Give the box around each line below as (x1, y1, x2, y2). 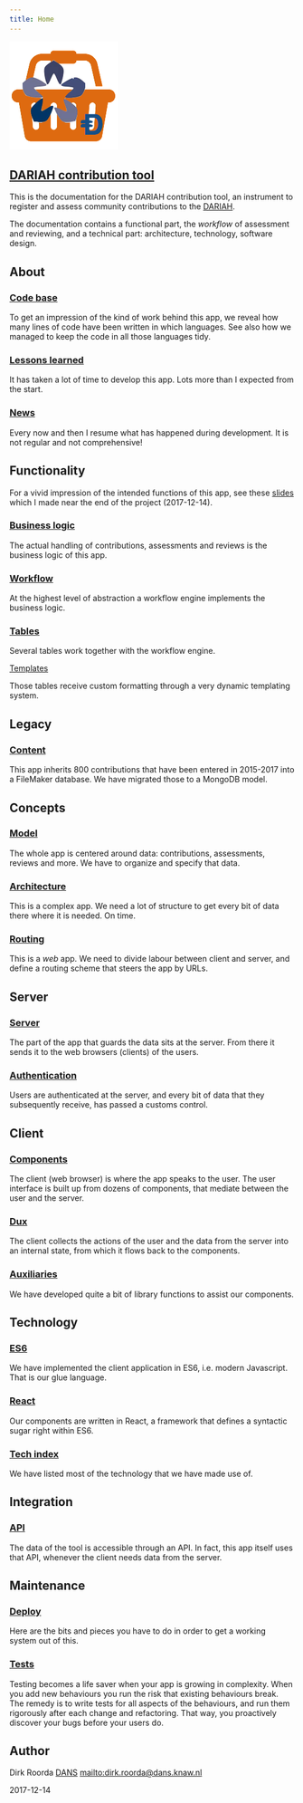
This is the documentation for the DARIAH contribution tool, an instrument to (9, 191, 294, 203)
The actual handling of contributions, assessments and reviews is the (9, 540, 268, 551)
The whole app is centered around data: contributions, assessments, (9, 848, 265, 858)
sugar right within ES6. (9, 1424, 94, 1435)
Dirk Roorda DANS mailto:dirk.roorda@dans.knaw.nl (9, 1767, 203, 1779)
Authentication (9, 1069, 77, 1081)
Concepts (9, 800, 66, 815)
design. (9, 238, 38, 249)
